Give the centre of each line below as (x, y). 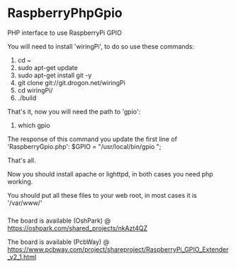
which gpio (34, 125)
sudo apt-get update (47, 67)
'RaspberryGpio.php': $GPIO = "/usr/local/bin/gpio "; (84, 146)
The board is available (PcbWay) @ (58, 242)
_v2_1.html (22, 257)
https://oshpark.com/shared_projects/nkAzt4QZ (77, 228)
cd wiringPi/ (35, 90)
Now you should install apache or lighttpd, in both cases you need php (111, 174)
